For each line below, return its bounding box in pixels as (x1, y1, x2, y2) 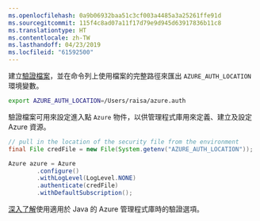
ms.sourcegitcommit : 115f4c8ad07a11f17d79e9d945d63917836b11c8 (8, 19, 222, 27)
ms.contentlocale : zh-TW (8, 33, 90, 42)
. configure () (36, 167, 80, 175)
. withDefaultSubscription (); (36, 189, 133, 197)
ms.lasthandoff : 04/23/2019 (8, 41, 101, 49)
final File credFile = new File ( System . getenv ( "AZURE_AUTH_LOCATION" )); (8, 145, 254, 153)
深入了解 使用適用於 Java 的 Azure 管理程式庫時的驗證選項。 (8, 204, 204, 214)
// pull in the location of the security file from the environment (8, 138, 239, 146)
